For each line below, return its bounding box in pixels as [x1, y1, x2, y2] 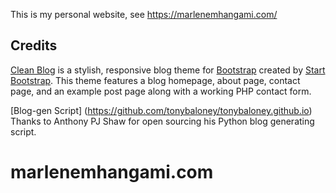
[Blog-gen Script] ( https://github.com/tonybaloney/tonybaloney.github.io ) [10, 104, 313, 116]
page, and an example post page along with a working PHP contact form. [10, 85, 312, 97]
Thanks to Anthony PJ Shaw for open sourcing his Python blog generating [10, 115, 315, 127]
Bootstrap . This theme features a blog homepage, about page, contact [10, 74, 301, 86]
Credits [10, 37, 58, 54]
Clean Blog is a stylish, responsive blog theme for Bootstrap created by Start [10, 64, 326, 76]
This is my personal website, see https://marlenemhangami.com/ [10, 9, 278, 20]
